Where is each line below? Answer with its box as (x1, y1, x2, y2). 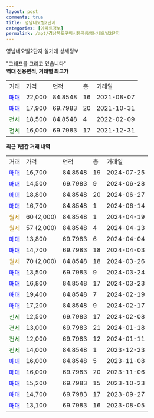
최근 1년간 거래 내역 (6, 143, 51, 150)
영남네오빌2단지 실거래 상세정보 (6, 48, 79, 55)
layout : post (6, 8, 38, 15)
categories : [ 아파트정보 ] (6, 25, 64, 31)
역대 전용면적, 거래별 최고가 (6, 67, 69, 74)
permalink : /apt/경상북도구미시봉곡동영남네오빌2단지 (6, 31, 120, 37)
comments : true (6, 14, 44, 20)
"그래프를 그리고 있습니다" (6, 60, 67, 67)
